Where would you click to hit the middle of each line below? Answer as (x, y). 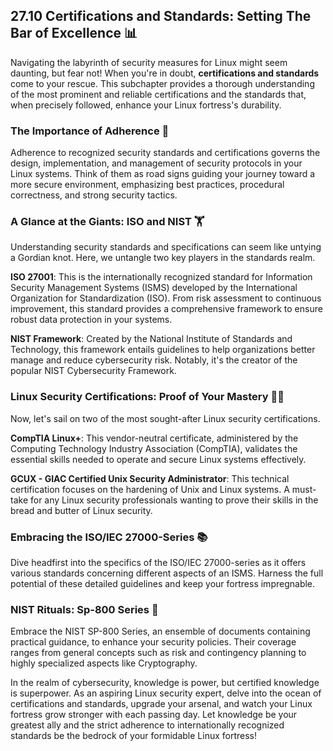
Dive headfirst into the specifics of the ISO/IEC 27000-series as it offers (158, 562)
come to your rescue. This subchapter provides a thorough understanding (162, 83)
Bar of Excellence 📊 (74, 33)
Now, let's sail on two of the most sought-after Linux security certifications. (165, 418)
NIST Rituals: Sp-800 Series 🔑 (84, 609)
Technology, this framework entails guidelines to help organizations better (163, 350)
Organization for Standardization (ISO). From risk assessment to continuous (166, 298)
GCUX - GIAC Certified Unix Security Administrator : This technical (150, 478)
